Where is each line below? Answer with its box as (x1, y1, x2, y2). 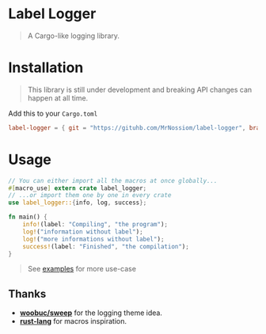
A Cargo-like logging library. (27, 31, 120, 40)
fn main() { (8, 213, 47, 222)
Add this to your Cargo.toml (8, 108, 98, 118)
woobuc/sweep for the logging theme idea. (19, 308, 162, 317)
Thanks (8, 287, 47, 301)
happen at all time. (27, 93, 89, 103)
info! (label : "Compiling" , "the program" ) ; (22, 221, 169, 229)
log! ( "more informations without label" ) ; (22, 235, 165, 243)
